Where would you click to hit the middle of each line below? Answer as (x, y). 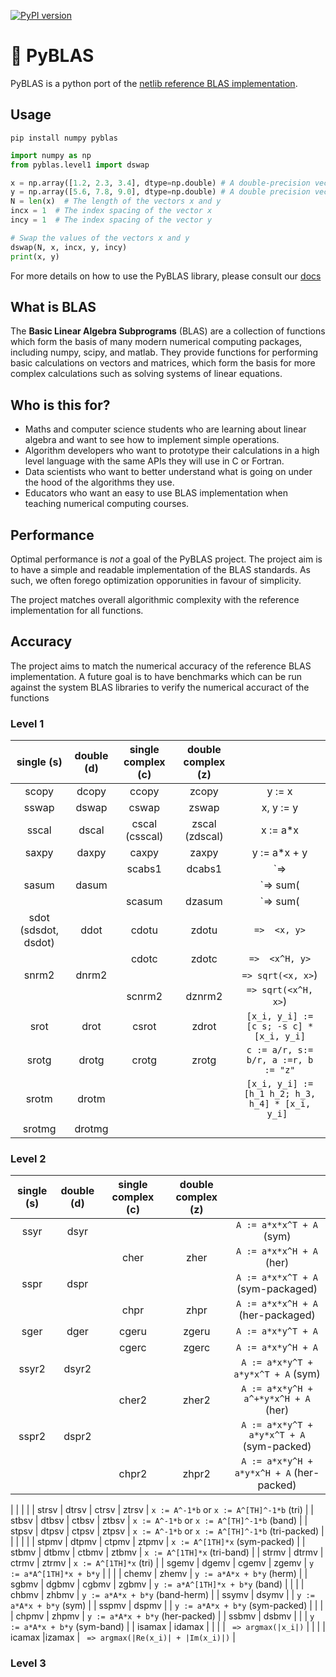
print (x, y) (35, 256)
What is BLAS (53, 306)
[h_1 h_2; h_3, (280, 1094)
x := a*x (280, 830)
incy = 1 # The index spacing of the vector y (111, 220)
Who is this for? (60, 405)
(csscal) (144, 837)
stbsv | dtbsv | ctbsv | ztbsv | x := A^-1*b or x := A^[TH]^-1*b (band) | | (159, 1521)
